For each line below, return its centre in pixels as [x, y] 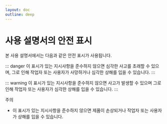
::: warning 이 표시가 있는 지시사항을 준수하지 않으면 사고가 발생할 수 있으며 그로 [83, 83]
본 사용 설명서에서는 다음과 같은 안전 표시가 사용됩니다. [58, 55]
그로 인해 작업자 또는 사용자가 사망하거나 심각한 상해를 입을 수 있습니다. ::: [83, 72]
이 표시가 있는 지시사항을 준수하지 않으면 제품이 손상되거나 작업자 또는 [80, 110]
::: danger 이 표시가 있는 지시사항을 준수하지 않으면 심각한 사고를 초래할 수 [77, 66]
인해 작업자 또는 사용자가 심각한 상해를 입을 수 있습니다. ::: [62, 89]
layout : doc [17, 10]
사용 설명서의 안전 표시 [49, 41]
